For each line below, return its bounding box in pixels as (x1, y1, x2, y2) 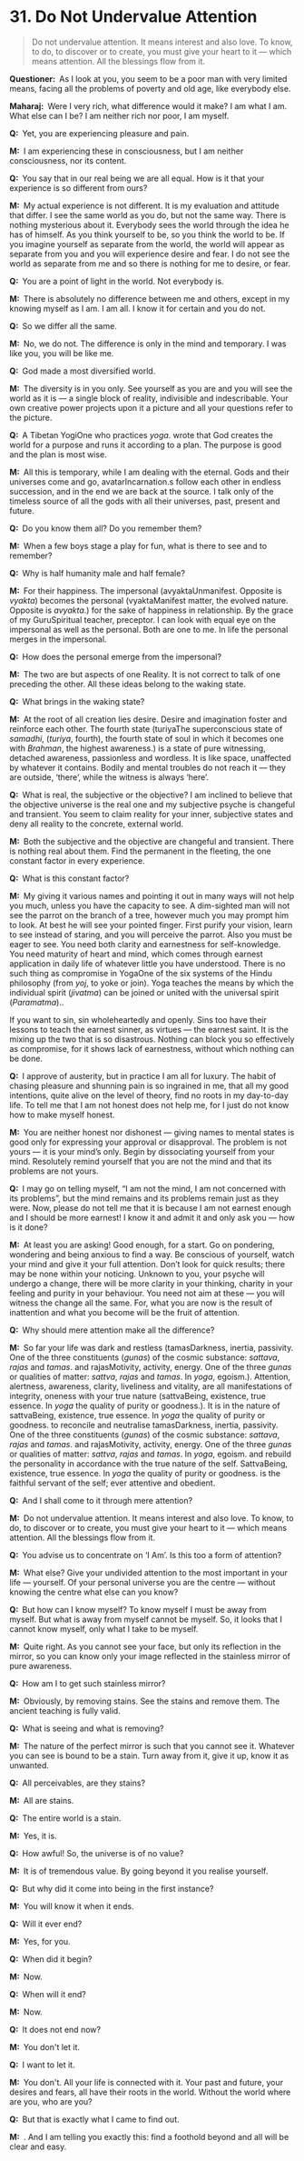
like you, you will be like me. (9, 347, 114, 358)
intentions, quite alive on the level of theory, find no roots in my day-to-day (9, 1089, 289, 1101)
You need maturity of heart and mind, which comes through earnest (9, 948, 263, 959)
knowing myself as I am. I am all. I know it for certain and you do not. (9, 303, 266, 314)
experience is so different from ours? (9, 182, 148, 193)
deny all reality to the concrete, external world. (9, 818, 184, 829)
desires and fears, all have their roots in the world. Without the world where (9, 2086, 291, 2097)
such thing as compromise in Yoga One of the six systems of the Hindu (9, 967, 272, 978)
